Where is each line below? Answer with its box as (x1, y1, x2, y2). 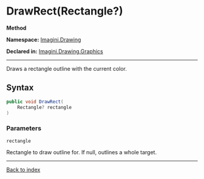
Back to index (6, 166, 41, 173)
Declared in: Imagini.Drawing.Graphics (6, 47, 103, 55)
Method (6, 24, 27, 31)
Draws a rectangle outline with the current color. (6, 65, 127, 72)
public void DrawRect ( (6, 99, 64, 105)
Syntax (6, 83, 34, 93)
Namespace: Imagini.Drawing (6, 36, 81, 43)
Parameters (6, 124, 41, 132)
